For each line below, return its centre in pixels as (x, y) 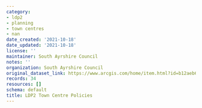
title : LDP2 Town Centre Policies (50, 95)
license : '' (21, 51)
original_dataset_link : (36, 73)
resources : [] (24, 85)
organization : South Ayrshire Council (55, 67)
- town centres (25, 28)
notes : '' (19, 62)
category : (19, 12)
